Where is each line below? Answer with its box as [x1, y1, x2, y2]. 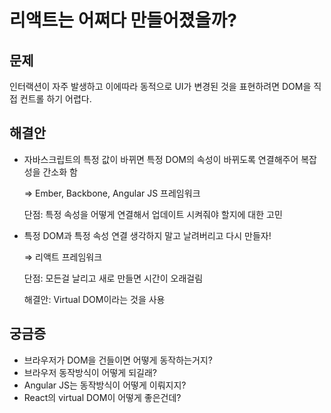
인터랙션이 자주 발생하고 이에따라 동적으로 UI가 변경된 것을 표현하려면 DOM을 [9, 81, 312, 92]
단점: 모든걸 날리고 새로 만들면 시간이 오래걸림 [23, 272, 204, 284]
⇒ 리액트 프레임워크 [23, 251, 103, 263]
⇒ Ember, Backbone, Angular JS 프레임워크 [23, 187, 201, 199]
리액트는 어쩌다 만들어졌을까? [9, 9, 237, 32]
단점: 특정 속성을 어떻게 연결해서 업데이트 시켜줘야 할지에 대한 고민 [23, 208, 283, 220]
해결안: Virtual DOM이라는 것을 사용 [23, 293, 166, 305]
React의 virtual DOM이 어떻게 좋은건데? [23, 391, 182, 403]
